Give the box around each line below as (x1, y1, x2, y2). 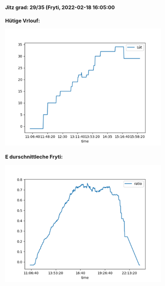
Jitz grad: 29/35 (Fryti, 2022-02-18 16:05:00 (5, 4, 115, 11)
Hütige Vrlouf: (5, 17, 41, 24)
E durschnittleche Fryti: (5, 153, 63, 160)
